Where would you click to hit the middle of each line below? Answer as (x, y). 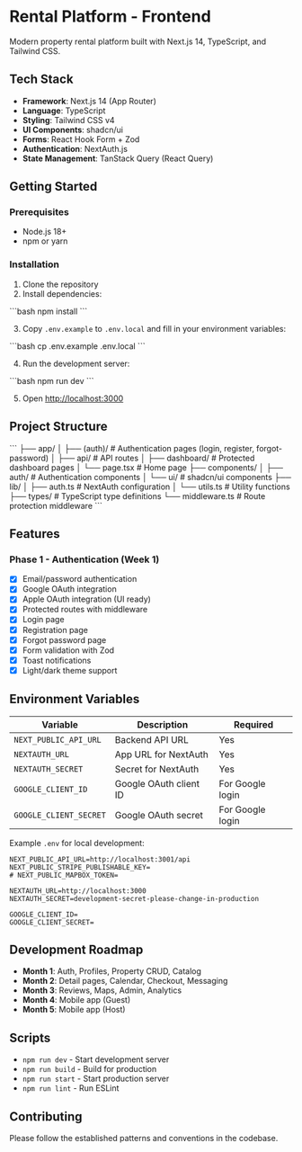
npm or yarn (45, 241)
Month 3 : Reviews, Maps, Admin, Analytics (102, 990)
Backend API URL (151, 739)
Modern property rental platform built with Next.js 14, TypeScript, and (138, 41)
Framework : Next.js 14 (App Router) (89, 101)
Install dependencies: (62, 293)
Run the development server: (76, 363)
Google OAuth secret (159, 815)
